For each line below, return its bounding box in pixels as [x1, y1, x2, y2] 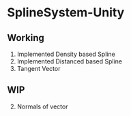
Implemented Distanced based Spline [16, 57, 123, 66]
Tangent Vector [16, 65, 61, 72]
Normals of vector [16, 102, 68, 111]
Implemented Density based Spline [16, 50, 116, 58]
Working [7, 32, 44, 44]
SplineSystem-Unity [7, 5, 125, 20]
